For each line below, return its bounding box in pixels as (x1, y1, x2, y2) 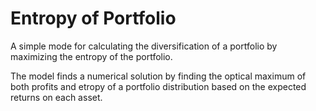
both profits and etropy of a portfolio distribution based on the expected (10, 80, 307, 92)
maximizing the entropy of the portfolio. (10, 50, 173, 62)
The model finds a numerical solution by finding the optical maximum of (10, 70, 307, 82)
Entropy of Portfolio (10, 7, 177, 30)
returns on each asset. (10, 91, 103, 103)
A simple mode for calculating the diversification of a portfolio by (10, 40, 278, 52)
